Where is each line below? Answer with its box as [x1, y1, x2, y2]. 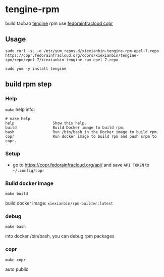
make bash [5, 224, 26, 229]
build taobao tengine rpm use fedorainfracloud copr [5, 20, 114, 26]
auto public [5, 266, 29, 272]
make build [5, 191, 28, 196]
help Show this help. [5, 121, 87, 126]
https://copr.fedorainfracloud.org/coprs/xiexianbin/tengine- [5, 53, 139, 58]
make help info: [5, 106, 35, 112]
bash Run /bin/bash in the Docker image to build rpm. [5, 130, 159, 135]
